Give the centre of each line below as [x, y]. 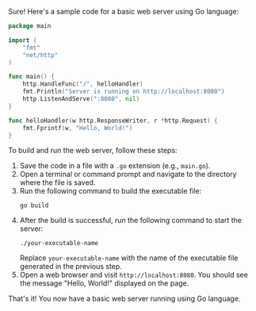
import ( [23, 40]
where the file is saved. [57, 182]
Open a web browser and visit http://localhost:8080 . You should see [134, 275]
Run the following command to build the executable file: [111, 191]
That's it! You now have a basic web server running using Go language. [124, 299]
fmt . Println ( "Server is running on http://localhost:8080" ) [124, 92]
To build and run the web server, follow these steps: [93, 151]
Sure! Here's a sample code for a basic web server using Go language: [124, 12]
